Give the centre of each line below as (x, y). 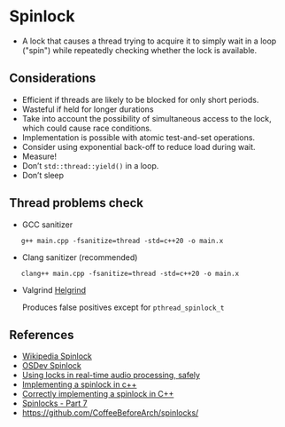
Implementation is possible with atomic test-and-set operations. (138, 137)
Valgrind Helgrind (54, 289)
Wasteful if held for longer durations (88, 109)
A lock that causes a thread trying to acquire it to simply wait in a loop (149, 41)
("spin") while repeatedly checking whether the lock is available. (139, 50)
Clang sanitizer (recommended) (80, 257)
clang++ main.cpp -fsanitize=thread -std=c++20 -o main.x (130, 273)
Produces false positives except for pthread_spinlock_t (123, 307)
